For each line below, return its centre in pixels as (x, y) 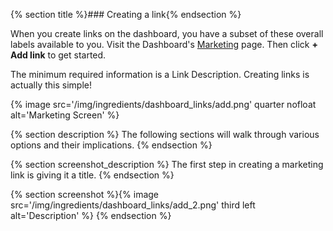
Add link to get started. (58, 55)
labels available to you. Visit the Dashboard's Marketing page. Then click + (164, 44)
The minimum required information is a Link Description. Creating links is (160, 74)
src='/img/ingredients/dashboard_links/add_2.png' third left (133, 205)
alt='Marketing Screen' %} (65, 115)
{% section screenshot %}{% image (85, 194)
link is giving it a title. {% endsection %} (92, 175)
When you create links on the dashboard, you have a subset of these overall (167, 33)
